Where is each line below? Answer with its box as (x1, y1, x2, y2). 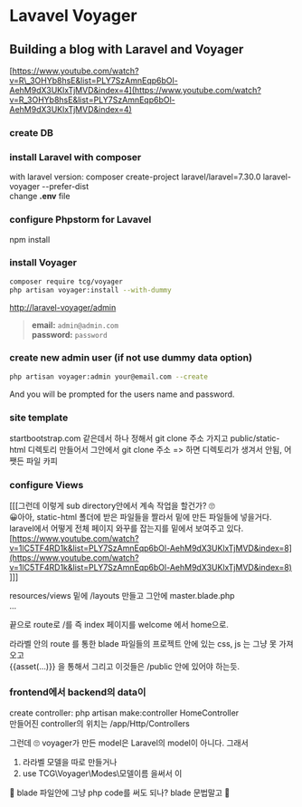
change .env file (9, 191, 71, 202)
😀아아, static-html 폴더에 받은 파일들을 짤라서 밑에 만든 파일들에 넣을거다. (9, 512, 272, 523)
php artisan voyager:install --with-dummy (9, 285, 172, 294)
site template (9, 411, 69, 424)
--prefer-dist (42, 181, 90, 192)
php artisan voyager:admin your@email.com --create (9, 372, 208, 381)
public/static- (230, 433, 280, 444)
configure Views (9, 478, 84, 491)
